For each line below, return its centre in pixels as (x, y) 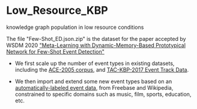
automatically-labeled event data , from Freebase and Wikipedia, (94, 87)
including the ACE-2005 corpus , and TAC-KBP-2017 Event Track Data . (102, 69)
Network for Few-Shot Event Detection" (56, 51)
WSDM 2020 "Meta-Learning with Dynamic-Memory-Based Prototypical (96, 45)
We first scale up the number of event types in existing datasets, (95, 63)
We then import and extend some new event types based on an (93, 81)
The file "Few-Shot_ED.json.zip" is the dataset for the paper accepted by (96, 39)
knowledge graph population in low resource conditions (75, 27)
